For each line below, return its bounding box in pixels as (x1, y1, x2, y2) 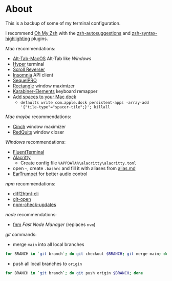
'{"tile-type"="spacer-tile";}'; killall (20, 104, 110, 109)
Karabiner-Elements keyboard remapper (12, 88, 98, 94)
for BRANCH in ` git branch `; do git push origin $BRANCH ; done (5, 270, 143, 275)
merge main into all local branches (12, 241, 84, 247)
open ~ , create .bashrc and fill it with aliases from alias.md (12, 165, 136, 171)
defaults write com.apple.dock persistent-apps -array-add (20, 100, 149, 105)
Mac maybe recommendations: (5, 114, 72, 120)
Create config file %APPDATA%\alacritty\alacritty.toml (20, 160, 137, 166)
